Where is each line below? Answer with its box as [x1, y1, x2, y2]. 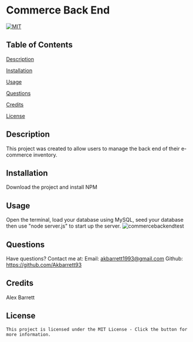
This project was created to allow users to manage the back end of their [6, 145, 180, 152]
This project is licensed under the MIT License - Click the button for [6, 326, 188, 332]
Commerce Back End [6, 4, 110, 17]
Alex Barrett [6, 294, 35, 301]
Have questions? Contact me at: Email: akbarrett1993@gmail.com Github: [6, 255, 184, 262]
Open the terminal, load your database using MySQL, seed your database [6, 216, 184, 224]
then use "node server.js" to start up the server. [6, 222, 121, 229]
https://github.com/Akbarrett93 [6, 262, 82, 268]
